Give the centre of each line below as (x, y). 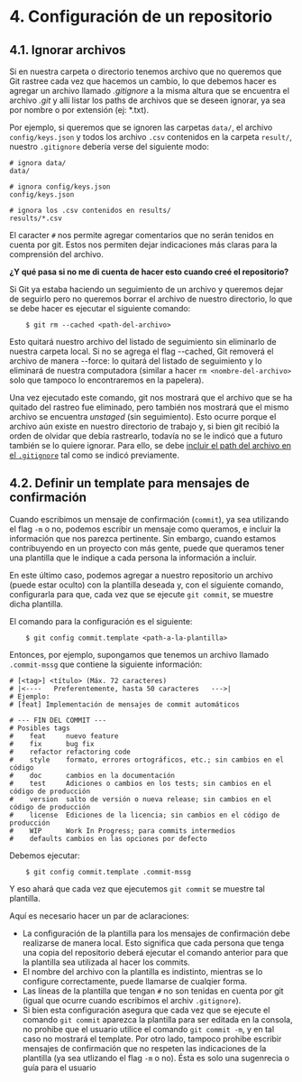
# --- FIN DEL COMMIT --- (58, 720)
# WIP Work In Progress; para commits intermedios (123, 831)
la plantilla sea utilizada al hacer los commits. (106, 962)
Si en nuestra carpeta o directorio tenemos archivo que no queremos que (146, 71)
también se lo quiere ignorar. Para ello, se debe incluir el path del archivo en (150, 445)
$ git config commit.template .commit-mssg (109, 872)
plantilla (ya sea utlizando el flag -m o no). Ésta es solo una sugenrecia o (156, 1058)
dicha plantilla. (36, 604)
